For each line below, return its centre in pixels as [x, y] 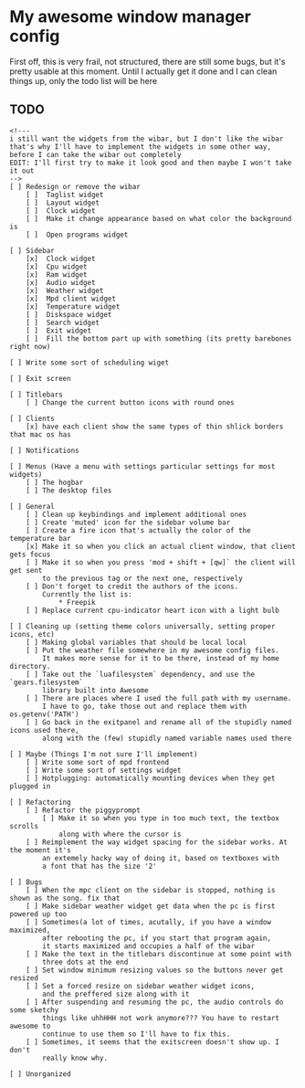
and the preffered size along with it [116, 994]
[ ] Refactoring [40, 802]
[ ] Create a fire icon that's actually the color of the [138, 530]
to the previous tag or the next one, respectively [143, 578]
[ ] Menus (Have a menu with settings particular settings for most [142, 466]
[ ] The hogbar [55, 482]
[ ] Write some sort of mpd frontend [98, 762]
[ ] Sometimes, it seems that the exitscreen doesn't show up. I [153, 1042]
